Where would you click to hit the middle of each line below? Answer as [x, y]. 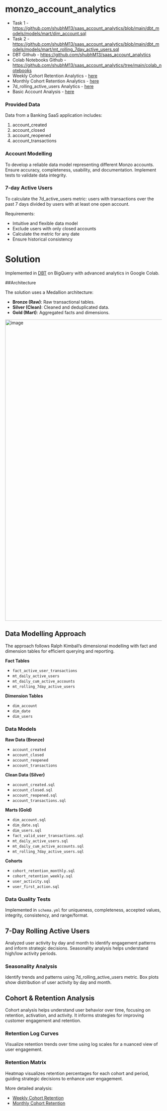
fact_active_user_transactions [45, 671]
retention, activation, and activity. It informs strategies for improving [75, 1016]
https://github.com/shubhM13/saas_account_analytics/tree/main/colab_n [87, 65]
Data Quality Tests [28, 899]
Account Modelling [29, 154]
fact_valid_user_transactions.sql [48, 836]
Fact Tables [17, 661]
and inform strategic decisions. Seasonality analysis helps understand [77, 948]
